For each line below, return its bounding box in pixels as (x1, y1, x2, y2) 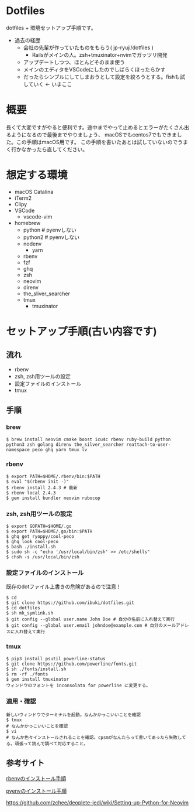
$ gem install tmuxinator (6, 676, 69, 682)
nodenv (23, 240, 42, 247)
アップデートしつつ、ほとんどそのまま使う (23, 59, 126, 66)
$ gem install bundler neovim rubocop (6, 495, 100, 501)
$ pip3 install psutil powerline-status (6, 656, 106, 661)
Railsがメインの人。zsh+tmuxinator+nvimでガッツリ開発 (32, 51, 168, 58)
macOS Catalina (14, 188, 54, 195)
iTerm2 (14, 195, 32, 202)
